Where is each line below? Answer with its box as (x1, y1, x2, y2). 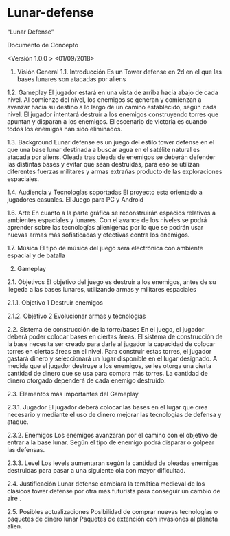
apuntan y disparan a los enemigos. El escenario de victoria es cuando (7, 117, 207, 125)
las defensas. (7, 445, 45, 453)
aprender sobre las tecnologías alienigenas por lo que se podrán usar (7, 223, 204, 231)
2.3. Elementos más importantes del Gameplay (7, 389, 139, 398)
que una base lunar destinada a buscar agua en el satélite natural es (7, 145, 200, 153)
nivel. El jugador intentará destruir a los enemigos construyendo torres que (7, 110, 219, 118)
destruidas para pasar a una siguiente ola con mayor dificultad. (7, 466, 186, 474)
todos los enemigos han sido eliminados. (7, 125, 122, 133)
